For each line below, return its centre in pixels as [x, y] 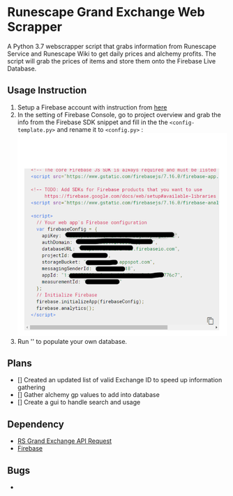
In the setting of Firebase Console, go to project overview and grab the [119, 114]
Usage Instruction [47, 90]
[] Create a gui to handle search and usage [79, 403]
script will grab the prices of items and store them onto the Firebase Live [112, 61]
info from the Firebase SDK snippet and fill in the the [93, 122]
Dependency [36, 424]
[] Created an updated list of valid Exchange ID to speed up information [120, 380]
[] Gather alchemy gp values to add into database [89, 395]
